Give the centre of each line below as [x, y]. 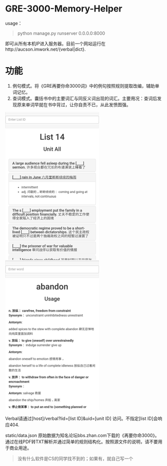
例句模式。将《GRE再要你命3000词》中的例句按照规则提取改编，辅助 [83, 86]
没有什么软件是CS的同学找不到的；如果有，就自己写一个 [75, 458]
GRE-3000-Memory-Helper [64, 9]
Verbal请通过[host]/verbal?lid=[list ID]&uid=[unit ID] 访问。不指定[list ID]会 [81, 418]
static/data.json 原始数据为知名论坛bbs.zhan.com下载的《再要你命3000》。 [82, 435]
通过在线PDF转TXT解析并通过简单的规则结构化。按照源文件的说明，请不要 [82, 441]
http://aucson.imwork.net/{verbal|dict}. [45, 49]
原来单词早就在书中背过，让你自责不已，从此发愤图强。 [74, 104]
